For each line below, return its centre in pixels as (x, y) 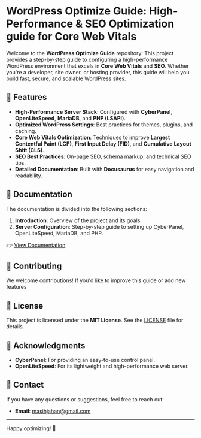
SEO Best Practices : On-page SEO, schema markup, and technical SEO (103, 156)
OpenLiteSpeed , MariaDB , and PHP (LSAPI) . (70, 118)
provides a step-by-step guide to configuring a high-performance (87, 59)
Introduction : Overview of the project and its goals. (78, 220)
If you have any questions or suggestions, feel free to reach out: (85, 399)
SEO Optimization (130, 24)
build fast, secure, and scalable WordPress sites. (66, 78)
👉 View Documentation (36, 245)
